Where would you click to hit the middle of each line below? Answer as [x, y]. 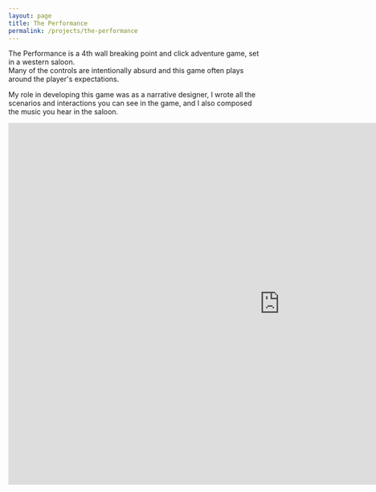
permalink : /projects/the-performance [73, 31]
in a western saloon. [42, 62]
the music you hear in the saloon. [63, 112]
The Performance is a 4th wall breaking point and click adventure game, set [134, 54]
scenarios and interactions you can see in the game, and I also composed [130, 103]
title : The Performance [48, 23]
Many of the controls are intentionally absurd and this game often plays [126, 71]
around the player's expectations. [64, 79]
